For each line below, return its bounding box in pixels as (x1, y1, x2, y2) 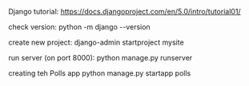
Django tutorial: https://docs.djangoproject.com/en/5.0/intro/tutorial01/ (8, 7, 242, 16)
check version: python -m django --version (8, 22, 151, 31)
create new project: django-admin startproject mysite (8, 37, 184, 47)
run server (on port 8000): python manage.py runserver (8, 53, 193, 62)
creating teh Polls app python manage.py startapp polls (8, 68, 191, 78)
